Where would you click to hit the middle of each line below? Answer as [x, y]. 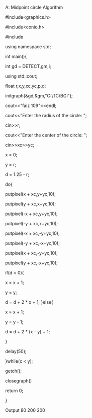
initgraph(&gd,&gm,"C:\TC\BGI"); [39, 96]
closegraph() [19, 381]
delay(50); [16, 351]
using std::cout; [21, 76]
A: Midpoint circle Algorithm [34, 7]
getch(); [13, 371]
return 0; [14, 391]
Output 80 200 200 [25, 410]
